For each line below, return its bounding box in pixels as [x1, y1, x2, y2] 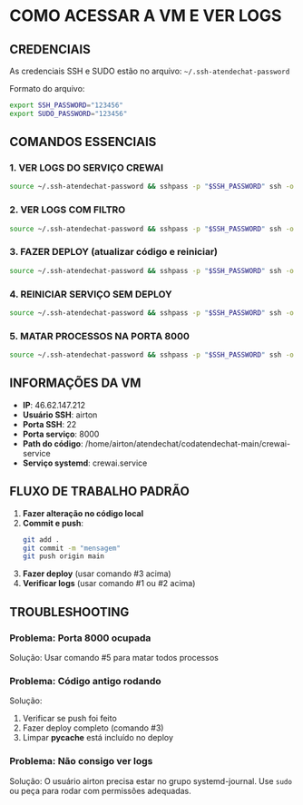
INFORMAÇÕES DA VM [9, 376, 142, 391]
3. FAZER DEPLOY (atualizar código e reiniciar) [9, 246, 218, 259]
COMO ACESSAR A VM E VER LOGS [9, 5, 282, 26]
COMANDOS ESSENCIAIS [9, 134, 157, 150]
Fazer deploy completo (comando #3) [22, 722, 164, 733]
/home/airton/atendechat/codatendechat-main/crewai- [84, 437, 291, 449]
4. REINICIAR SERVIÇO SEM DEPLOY [9, 288, 172, 300]
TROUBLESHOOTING [9, 604, 130, 620]
